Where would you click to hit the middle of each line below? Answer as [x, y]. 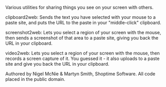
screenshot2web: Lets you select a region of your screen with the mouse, [83, 32]
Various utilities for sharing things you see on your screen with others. [79, 7]
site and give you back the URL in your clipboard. [57, 64]
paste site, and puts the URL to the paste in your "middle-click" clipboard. [83, 23]
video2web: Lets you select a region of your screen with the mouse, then [83, 53]
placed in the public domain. [35, 79]
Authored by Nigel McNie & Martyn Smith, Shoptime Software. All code [80, 74]
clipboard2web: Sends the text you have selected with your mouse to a [80, 17]
